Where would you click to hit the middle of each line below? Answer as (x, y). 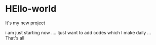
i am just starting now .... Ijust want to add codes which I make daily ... (78, 32)
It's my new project (25, 23)
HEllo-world (31, 9)
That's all (15, 38)
